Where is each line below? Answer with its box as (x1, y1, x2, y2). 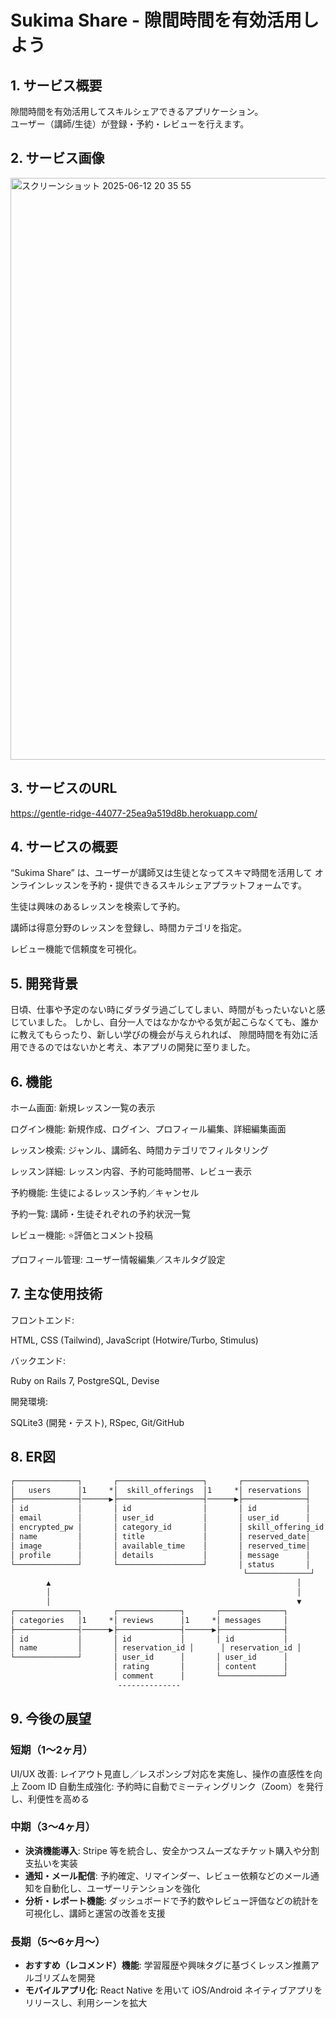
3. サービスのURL (10, 780, 118, 797)
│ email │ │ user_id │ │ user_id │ (10, 1513, 311, 1523)
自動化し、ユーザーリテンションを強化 (42, 1882, 201, 1894)
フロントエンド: (10, 1314, 75, 1326)
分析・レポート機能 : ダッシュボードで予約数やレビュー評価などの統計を (24, 1894, 320, 1906)
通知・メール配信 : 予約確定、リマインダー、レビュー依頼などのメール (24, 1869, 311, 1881)
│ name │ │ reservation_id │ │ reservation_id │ (10, 1643, 302, 1653)
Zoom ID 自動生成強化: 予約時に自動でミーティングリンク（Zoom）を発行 (21, 1780, 324, 1792)
